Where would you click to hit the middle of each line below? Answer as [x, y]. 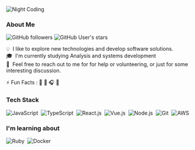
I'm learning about [33, 128]
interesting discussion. [34, 71]
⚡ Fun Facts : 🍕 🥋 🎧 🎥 [33, 83]
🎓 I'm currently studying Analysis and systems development [81, 56]
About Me [21, 24]
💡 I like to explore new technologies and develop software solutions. [90, 49]
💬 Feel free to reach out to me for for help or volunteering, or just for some [97, 64]
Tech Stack [23, 100]
